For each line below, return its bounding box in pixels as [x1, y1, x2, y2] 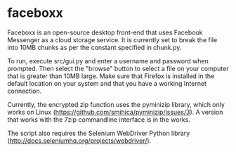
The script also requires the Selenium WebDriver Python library [7, 129, 190, 137]
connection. [7, 87, 42, 95]
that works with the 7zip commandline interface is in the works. [7, 115, 191, 124]
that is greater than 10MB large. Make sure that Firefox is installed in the [7, 72, 215, 80]
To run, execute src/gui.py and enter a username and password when [7, 56, 209, 65]
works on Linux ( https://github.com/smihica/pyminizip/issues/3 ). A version [7, 108, 223, 116]
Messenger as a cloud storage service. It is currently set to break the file [7, 35, 218, 44]
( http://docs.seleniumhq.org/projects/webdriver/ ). [7, 136, 152, 145]
